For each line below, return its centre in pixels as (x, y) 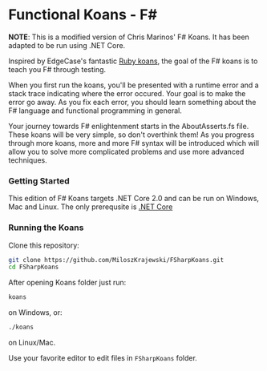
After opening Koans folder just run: (67, 283)
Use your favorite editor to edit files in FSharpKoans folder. (103, 358)
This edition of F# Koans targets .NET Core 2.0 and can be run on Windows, (133, 199)
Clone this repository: (44, 245)
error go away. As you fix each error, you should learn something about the (132, 102)
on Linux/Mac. (32, 343)
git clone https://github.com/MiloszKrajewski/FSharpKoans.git (116, 260)
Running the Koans (46, 228)
